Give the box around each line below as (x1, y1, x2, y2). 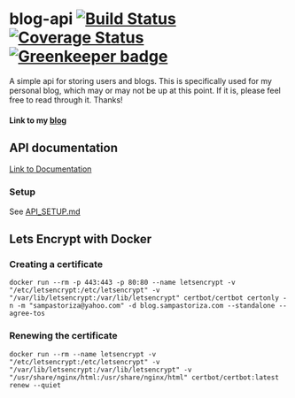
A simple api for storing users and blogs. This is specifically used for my (9, 75, 273, 86)
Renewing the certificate (9, 330, 118, 342)
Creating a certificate (9, 257, 104, 270)
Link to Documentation (9, 164, 92, 174)
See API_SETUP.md (9, 206, 82, 217)
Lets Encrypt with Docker (9, 232, 152, 247)
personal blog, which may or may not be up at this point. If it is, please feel (9, 85, 281, 96)
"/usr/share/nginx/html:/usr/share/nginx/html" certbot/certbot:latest (9, 372, 279, 382)
